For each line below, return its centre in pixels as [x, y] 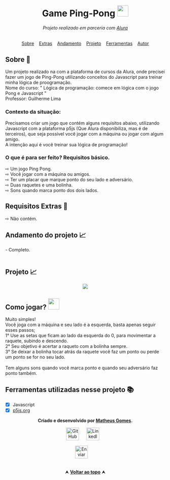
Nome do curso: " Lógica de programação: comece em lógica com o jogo [82, 88]
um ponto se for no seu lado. [35, 357]
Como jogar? [26, 307]
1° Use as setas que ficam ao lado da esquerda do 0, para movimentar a [80, 336]
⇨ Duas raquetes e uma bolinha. [39, 185]
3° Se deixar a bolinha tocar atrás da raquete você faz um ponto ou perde [82, 352]
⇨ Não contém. [21, 218]
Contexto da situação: [33, 112]
